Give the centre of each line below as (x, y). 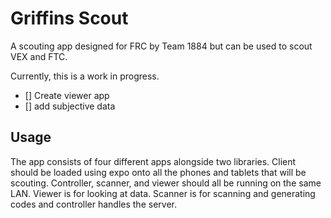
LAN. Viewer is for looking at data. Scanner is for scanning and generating (163, 193)
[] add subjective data (70, 106)
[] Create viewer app (67, 95)
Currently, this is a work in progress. (85, 76)
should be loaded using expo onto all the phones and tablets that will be (158, 172)
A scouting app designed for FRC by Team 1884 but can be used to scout (161, 46)
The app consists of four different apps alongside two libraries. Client (153, 161)
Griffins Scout (69, 18)
